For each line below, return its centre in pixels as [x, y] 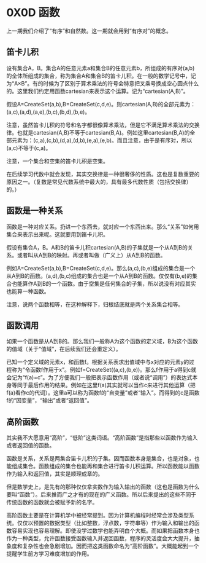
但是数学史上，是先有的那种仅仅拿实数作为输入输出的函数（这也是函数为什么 [103, 487]
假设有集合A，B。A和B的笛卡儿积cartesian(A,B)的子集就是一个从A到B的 [97, 247]
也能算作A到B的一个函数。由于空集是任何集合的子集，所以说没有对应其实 [104, 283]
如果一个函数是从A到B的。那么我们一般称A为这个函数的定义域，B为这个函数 [102, 341]
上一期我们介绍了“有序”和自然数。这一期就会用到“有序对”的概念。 [89, 31]
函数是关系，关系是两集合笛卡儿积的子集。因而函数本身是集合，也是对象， [100, 459]
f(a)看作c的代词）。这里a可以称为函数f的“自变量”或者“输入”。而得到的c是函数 [103, 393]
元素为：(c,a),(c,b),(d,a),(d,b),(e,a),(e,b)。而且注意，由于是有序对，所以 [102, 140]
